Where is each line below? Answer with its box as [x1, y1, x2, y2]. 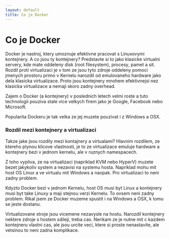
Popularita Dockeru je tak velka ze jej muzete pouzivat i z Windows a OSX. [5, 114, 161, 120]
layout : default [5, 7, 40, 13]
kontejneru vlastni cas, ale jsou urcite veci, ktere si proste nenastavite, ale [5, 222, 159, 228]
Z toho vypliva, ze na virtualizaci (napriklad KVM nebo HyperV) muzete [5, 159, 154, 165]
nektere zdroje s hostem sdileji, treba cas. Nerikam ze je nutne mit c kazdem [5, 216, 165, 222]
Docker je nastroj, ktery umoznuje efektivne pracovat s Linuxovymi [5, 51, 145, 57]
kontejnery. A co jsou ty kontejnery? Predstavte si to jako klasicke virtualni [5, 56, 160, 63]
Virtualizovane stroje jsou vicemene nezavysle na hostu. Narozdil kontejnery [5, 211, 165, 217]
